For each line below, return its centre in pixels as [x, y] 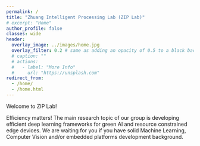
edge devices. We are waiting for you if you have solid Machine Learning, [96, 130]
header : [16, 39]
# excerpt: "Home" [29, 23]
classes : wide [24, 34]
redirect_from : [25, 78]
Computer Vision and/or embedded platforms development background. [95, 136]
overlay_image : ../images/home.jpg [56, 45]
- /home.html [28, 89]
